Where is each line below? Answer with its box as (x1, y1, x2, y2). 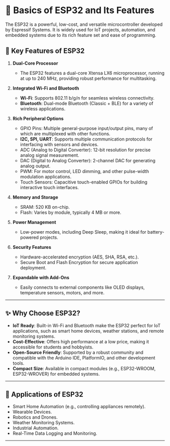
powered (20, 234, 39, 240)
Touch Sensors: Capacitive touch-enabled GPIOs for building (20, 179, 148, 185)
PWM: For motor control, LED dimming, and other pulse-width (20, 168, 149, 174)
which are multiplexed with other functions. (20, 130, 110, 137)
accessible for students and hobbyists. (12, 344, 94, 350)
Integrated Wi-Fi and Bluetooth (12, 85, 79, 91)
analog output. (20, 163, 51, 169)
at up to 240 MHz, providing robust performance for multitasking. (20, 75, 157, 81)
